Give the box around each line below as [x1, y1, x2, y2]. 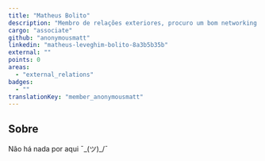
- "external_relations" [15, 71, 94, 79]
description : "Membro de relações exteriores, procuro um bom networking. [8, 19, 261, 27]
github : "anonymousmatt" [8, 33, 90, 42]
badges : [8, 78, 34, 86]
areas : [8, 63, 30, 71]
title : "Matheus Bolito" [8, 11, 90, 20]
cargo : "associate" [8, 26, 73, 34]
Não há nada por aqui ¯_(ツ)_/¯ [8, 144, 109, 154]
